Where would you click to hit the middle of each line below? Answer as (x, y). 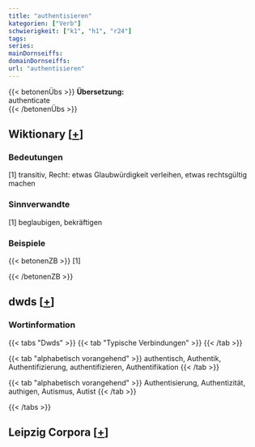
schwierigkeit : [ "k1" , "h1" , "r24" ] (70, 31)
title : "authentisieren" (50, 16)
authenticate (30, 100)
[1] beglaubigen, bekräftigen (55, 222)
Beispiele (27, 243)
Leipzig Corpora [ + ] (59, 433)
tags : (17, 38)
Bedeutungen (36, 157)
